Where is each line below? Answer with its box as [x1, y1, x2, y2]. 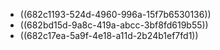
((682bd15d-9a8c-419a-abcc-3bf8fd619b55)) [19, 19, 209, 31]
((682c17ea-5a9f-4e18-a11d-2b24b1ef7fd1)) [19, 30, 199, 41]
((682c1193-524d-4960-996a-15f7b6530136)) [19, 9, 212, 20]
